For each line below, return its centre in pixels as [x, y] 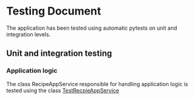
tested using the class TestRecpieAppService [63, 90]
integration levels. [28, 34]
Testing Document [54, 11]
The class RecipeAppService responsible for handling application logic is [97, 84]
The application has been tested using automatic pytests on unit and [92, 28]
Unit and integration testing [59, 54]
